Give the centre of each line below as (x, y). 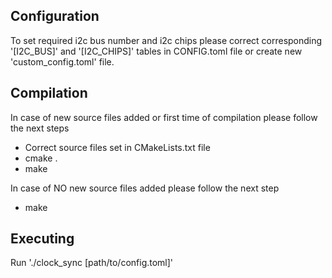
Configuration (55, 16)
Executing (42, 239)
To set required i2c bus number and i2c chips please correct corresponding (166, 40)
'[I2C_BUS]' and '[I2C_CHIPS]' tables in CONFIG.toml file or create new (156, 51)
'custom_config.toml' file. (62, 61)
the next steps (40, 128)
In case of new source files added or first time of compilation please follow (164, 117)
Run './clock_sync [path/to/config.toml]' (92, 263)
